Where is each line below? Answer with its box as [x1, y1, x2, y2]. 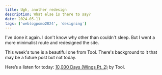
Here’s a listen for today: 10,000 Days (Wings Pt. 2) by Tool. [5, 64, 125, 70]
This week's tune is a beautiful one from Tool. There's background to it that [5, 49, 157, 55]
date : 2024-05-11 [5, 16, 41, 21]
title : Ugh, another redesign [5, 7, 67, 12]
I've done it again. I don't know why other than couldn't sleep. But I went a [5, 35, 155, 40]
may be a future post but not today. [5, 55, 77, 61]
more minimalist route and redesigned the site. [5, 40, 99, 46]
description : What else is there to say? [5, 12, 91, 17]
